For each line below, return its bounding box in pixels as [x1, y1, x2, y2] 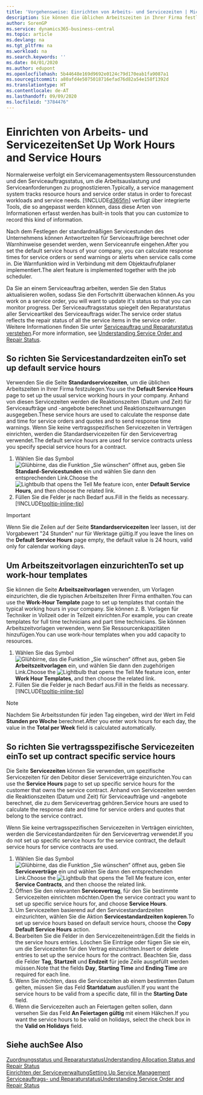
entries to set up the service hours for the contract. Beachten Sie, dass [14, 951, 192, 959]
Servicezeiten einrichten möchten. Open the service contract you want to [14, 894, 196, 901]
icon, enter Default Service [121, 481, 190, 488]
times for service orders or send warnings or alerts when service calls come [6, 253, 196, 260]
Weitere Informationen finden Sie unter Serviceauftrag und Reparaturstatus [6, 323, 193, 330]
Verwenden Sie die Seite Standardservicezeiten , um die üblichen [6, 379, 170, 386]
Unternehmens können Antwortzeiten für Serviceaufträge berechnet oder [6, 234, 190, 241]
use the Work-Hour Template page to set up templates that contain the [6, 599, 184, 606]
